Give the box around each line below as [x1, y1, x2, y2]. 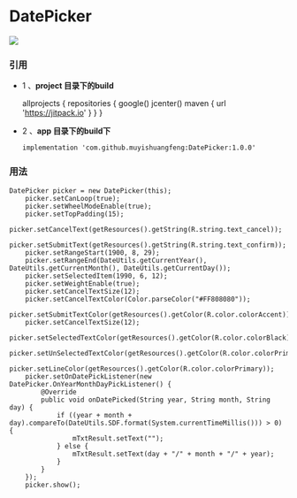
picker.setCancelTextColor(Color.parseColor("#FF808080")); [25, 295, 251, 303]
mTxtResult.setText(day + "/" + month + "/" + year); [72, 449, 275, 458]
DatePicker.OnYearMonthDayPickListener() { [9, 379, 172, 388]
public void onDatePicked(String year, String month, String [41, 395, 271, 404]
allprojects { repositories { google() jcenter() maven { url [21, 98, 227, 109]
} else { [56, 441, 89, 450]
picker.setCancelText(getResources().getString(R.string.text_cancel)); [9, 225, 283, 234]
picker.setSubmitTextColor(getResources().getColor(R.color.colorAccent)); [9, 310, 294, 319]
